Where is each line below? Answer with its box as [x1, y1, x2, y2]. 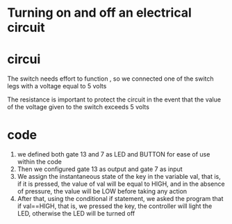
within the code [17, 158, 63, 166]
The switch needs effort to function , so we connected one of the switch [7, 74, 214, 83]
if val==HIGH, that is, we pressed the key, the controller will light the [17, 202, 213, 210]
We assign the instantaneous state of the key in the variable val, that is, [17, 173, 221, 181]
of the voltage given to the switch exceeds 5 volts [7, 103, 149, 111]
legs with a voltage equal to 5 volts [7, 82, 107, 90]
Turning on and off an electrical [7, 5, 192, 21]
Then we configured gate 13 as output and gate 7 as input [17, 165, 183, 173]
